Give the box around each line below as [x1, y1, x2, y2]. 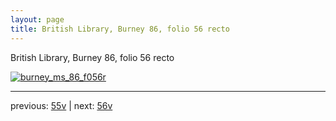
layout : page [10, 14, 65, 25]
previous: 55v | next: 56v [10, 99, 113, 111]
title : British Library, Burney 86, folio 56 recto [10, 24, 230, 34]
